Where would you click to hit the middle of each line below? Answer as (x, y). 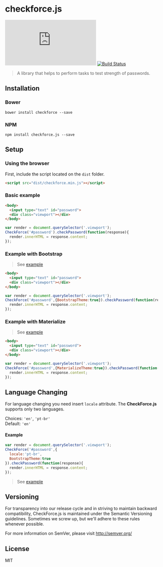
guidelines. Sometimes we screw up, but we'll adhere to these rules (73, 519)
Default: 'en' (18, 424)
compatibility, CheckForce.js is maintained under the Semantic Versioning (79, 514)
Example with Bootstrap (34, 254)
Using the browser (27, 163)
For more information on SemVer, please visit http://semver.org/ (69, 533)
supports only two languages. (35, 409)
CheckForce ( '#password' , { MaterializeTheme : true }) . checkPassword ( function (81, 368)
